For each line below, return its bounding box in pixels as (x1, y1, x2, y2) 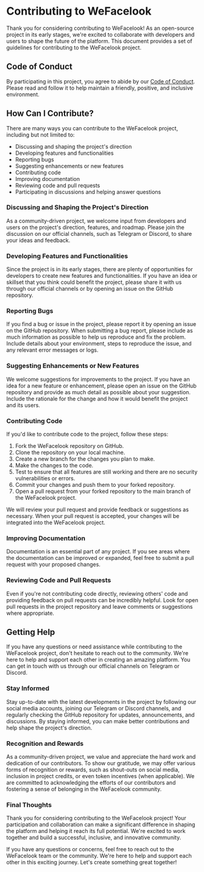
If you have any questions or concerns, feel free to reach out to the (6, 846, 175, 853)
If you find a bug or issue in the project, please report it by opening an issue (6, 321, 197, 328)
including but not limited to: (6, 131, 75, 138)
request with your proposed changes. (6, 561, 100, 568)
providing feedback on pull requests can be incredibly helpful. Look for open (6, 596, 199, 604)
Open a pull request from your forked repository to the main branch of (15, 487, 191, 495)
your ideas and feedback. (6, 236, 71, 244)
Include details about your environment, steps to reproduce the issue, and (6, 340, 192, 347)
